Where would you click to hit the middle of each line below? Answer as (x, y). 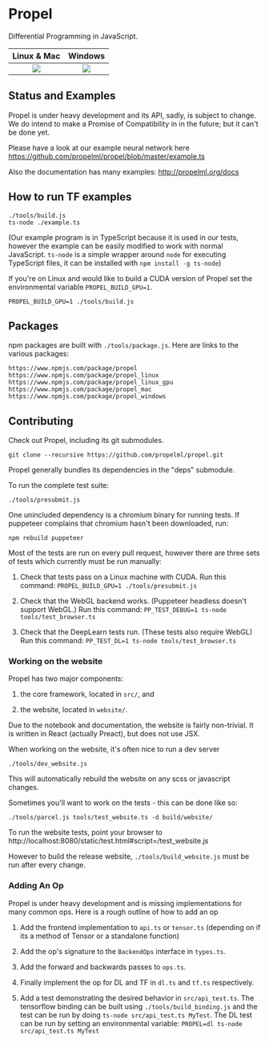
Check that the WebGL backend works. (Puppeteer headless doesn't (133, 601)
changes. (24, 787)
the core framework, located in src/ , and (87, 695)
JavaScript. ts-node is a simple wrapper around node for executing (117, 254)
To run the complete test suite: (59, 485)
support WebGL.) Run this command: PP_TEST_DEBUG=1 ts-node (123, 610)
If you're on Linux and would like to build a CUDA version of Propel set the (130, 278)
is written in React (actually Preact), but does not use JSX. (104, 734)
